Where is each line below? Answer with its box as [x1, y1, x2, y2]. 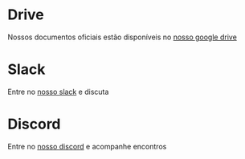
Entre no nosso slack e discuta [7, 87, 109, 96]
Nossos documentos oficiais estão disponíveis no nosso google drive [7, 32, 238, 42]
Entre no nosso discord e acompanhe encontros [7, 141, 167, 151]
